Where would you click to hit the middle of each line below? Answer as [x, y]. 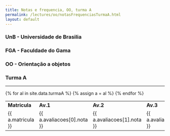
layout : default [22, 19]
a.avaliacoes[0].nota [63, 120]
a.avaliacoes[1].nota [117, 120]
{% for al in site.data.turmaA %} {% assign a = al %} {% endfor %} [75, 94]
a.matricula [21, 120]
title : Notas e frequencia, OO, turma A [49, 10]
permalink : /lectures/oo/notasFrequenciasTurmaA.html [63, 15]
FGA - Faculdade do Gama [38, 51]
